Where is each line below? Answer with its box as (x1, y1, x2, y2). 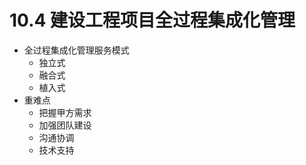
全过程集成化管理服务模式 (23, 44, 130, 56)
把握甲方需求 (38, 106, 92, 118)
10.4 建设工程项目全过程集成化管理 (9, 9, 296, 32)
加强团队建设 (38, 119, 92, 131)
